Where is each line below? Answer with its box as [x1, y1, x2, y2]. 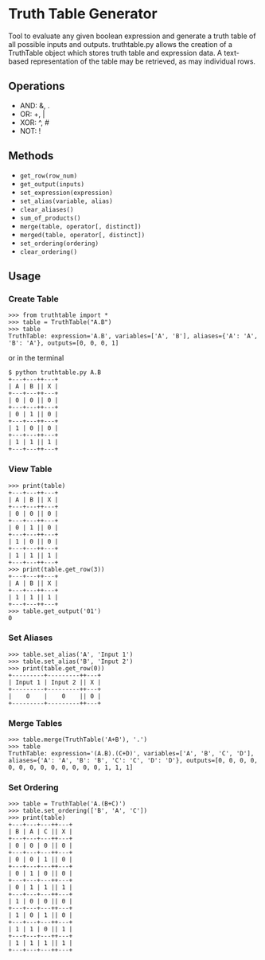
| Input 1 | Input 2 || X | [8, 678, 102, 686]
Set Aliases [8, 632, 53, 643]
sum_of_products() [19, 214, 81, 222]
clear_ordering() [19, 248, 78, 256]
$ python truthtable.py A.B [8, 369, 102, 377]
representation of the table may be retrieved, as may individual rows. [30, 57, 256, 66]
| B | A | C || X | [8, 828, 73, 836]
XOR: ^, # [19, 117, 50, 127]
